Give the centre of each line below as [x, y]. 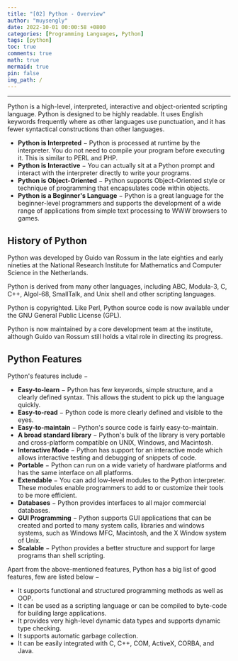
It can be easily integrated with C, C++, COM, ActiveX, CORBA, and [116, 643]
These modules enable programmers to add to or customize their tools [121, 488]
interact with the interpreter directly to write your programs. [104, 173]
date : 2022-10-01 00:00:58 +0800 [57, 27]
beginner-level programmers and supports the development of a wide [119, 204]
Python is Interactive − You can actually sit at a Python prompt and [116, 166]
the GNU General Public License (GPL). [64, 316]
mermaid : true [28, 67]
